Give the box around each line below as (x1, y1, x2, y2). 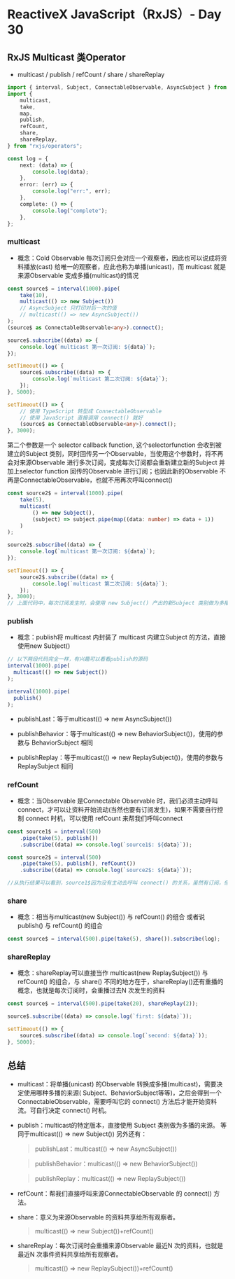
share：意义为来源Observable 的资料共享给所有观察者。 (17, 1212, 180, 1221)
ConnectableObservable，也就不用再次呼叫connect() (19, 476, 173, 484)
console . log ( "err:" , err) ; (32, 188, 111, 195)
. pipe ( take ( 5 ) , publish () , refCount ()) (20, 860, 136, 867)
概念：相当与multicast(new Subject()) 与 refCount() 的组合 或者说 (17, 913, 205, 921)
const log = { (7, 155, 49, 162)
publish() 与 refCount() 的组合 (17, 922, 104, 930)
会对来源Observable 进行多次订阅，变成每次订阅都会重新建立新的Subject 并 (7, 458, 225, 466)
